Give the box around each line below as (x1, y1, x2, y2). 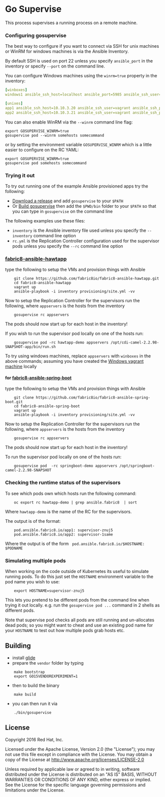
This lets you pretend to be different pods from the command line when (5, 597, 150, 603)
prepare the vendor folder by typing (12, 660, 84, 666)
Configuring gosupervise (5, 32, 67, 39)
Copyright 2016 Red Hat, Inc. (5, 736, 64, 742)
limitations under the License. (5, 787, 65, 793)
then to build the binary (12, 682, 60, 688)
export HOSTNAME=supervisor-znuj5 (14, 588, 84, 593)
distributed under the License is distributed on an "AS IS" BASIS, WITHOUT (5, 771, 157, 777)
